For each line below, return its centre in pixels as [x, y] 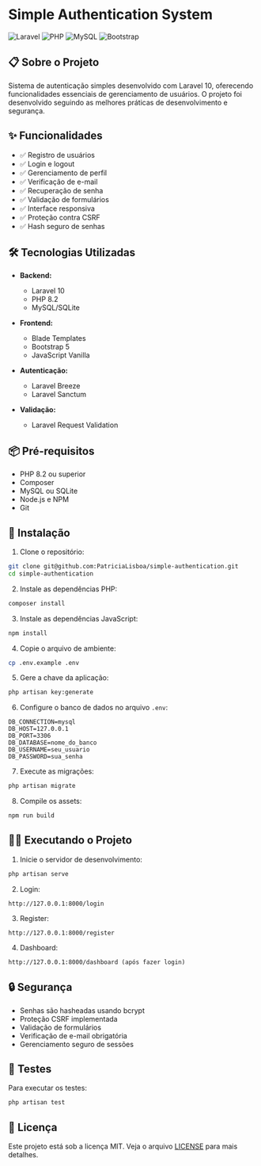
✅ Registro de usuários [57, 155]
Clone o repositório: [52, 552]
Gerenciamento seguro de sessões [77, 1044]
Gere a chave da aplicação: [64, 678]
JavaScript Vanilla [61, 355]
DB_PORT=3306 [30, 736]
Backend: [36, 276]
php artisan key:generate [51, 692]
